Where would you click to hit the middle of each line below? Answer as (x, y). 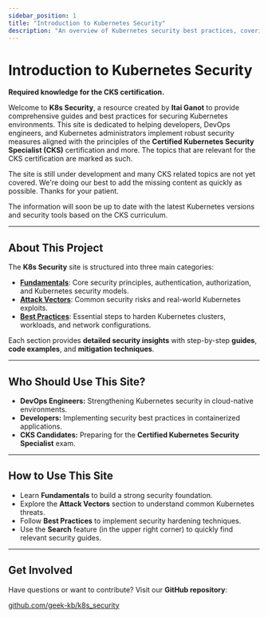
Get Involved (41, 570)
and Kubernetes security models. (74, 291)
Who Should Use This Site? (77, 382)
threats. (32, 512)
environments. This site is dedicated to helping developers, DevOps (119, 125)
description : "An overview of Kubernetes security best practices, (123, 30)
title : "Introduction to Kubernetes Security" (87, 23)
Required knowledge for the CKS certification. (87, 92)
